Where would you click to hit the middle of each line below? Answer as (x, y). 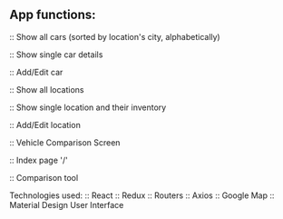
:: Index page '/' (39, 160)
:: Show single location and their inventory (88, 107)
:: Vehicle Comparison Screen (65, 142)
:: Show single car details (56, 55)
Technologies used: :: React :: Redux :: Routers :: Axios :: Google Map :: (142, 195)
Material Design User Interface (67, 204)
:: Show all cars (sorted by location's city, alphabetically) (115, 36)
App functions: (53, 15)
